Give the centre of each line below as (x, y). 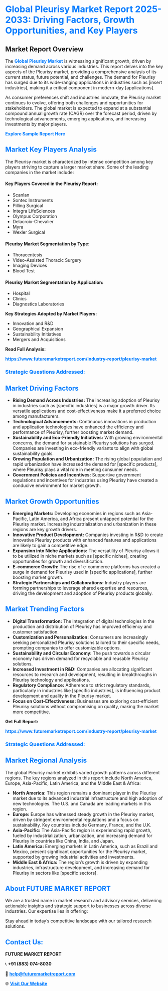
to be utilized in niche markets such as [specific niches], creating (79, 556)
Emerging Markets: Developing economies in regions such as (76, 513)
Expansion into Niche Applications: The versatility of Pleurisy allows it (86, 551)
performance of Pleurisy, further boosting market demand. (73, 432)
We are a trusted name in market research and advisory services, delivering (83, 901)
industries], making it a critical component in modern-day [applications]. (80, 88)
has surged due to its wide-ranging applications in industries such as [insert (84, 82)
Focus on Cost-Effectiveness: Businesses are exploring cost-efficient (85, 701)
